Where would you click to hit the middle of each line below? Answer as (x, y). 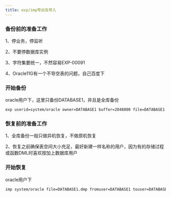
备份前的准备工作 (26, 29)
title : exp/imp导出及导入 (31, 10)
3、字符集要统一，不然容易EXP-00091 (45, 62)
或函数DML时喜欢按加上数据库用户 (41, 153)
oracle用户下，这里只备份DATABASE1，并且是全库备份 (62, 100)
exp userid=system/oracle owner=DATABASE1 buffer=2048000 (68, 110)
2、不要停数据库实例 (27, 52)
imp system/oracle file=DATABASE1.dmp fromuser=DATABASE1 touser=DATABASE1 (87, 189)
